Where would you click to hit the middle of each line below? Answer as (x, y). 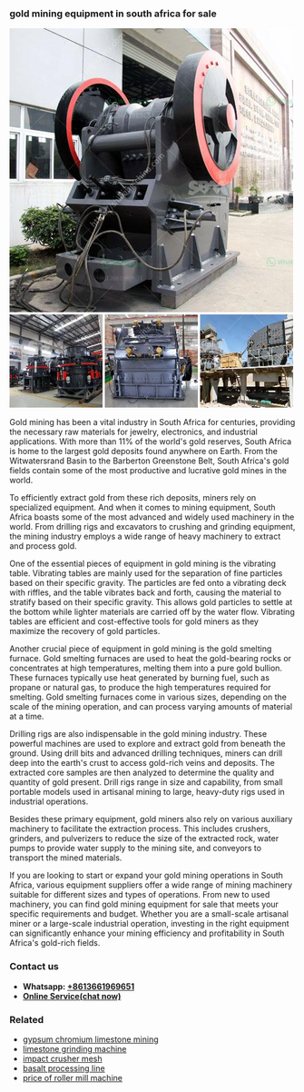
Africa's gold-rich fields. (55, 943)
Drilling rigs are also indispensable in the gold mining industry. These (138, 734)
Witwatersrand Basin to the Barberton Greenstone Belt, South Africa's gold (149, 461)
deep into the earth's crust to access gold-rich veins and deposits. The (142, 763)
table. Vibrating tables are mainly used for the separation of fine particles (146, 573)
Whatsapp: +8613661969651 (78, 986)
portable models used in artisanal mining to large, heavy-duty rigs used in (147, 792)
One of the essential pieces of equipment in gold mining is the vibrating (143, 564)
